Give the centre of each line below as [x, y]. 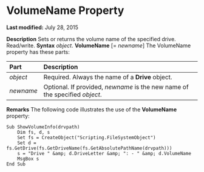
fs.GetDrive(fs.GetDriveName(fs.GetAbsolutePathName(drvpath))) [89, 148]
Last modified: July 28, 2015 [42, 27]
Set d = [27, 143]
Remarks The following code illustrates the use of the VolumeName [92, 109]
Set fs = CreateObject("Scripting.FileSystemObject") [87, 137]
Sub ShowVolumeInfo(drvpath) [43, 127]
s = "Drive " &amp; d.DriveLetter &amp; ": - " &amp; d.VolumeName [104, 153]
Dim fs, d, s [34, 132]
